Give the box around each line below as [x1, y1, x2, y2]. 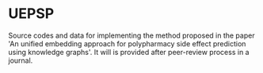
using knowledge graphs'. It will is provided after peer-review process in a [8, 47, 250, 57]
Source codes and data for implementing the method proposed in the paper [8, 31, 255, 40]
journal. [8, 56, 33, 65]
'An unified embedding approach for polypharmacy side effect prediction [8, 38, 246, 48]
